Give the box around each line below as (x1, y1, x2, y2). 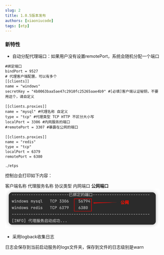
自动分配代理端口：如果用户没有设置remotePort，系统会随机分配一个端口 (12, 53, 160, 59)
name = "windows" (5, 84, 41, 89)
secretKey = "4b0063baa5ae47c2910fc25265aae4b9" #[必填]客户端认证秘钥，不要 (5, 89, 159, 94)
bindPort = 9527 (5, 69, 38, 73)
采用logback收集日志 (12, 234, 55, 240)
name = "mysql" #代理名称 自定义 (5, 109, 68, 114)
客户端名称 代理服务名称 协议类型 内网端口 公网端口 (5, 183, 109, 188)
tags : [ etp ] (5, 23, 29, 28)
